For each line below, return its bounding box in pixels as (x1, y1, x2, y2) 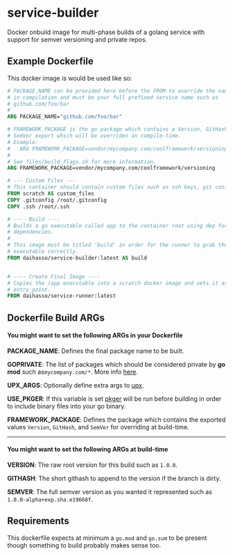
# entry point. (7, 286, 51, 293)
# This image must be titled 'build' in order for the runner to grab (7, 241, 216, 248)
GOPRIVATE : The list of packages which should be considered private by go (7, 360, 225, 368)
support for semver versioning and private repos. (7, 35, 148, 43)
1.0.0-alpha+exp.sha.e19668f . (7, 495, 94, 504)
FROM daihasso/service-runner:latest (7, 292, 116, 300)
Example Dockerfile (7, 56, 94, 67)
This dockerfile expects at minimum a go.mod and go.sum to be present (7, 534, 207, 542)
